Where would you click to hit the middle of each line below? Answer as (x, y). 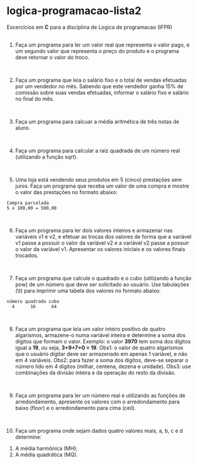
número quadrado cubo (33, 301)
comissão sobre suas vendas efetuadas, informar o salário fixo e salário (102, 92)
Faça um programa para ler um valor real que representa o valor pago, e (102, 45)
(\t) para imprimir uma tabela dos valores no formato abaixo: (88, 291)
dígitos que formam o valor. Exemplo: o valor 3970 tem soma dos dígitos (103, 341)
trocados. (27, 255)
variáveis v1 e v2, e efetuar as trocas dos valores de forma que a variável (103, 236)
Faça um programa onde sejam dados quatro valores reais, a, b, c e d (99, 430)
